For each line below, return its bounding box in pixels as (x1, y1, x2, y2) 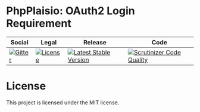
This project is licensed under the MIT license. (6, 99, 120, 106)
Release (83, 38, 107, 46)
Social (10, 38, 29, 46)
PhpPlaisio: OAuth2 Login (6, 4, 135, 18)
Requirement (6, 17, 71, 30)
